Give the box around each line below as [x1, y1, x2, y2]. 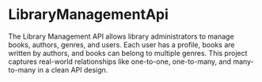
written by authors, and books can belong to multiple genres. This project [8, 48, 248, 58]
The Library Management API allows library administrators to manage [8, 32, 235, 41]
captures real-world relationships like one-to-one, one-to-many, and [8, 57, 232, 66]
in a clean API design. [37, 65, 108, 74]
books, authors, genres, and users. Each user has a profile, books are [8, 39, 235, 49]
